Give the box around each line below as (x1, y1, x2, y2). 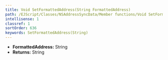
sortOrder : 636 (5, 26, 37, 31)
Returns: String (12, 49, 45, 55)
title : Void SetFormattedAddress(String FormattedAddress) (5, 7, 131, 12)
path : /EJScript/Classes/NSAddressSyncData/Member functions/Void (5, 12, 146, 17)
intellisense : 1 (5, 16, 39, 21)
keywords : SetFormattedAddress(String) (5, 30, 88, 35)
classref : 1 (5, 21, 30, 26)
